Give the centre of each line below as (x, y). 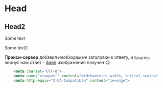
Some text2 (16, 48)
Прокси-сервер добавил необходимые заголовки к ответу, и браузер (77, 57)
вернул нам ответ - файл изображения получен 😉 (57, 62)
